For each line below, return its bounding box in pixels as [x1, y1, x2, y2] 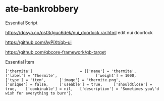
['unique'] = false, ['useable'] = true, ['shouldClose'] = [5, 82, 152, 87]
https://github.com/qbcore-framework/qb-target [5, 49, 106, 55]
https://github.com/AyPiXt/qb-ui [5, 39, 72, 45]
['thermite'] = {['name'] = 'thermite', [5, 69, 137, 74]
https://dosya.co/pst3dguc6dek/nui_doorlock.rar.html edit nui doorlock [5, 29, 153, 35]
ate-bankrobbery [5, 3, 79, 15]
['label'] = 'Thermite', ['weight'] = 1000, [5, 73, 137, 78]
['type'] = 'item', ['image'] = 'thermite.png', [5, 77, 121, 82]
